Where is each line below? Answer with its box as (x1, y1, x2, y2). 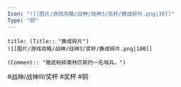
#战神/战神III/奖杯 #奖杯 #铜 (7, 72, 89, 81)
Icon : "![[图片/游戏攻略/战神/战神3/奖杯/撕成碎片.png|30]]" (7, 10, 175, 18)
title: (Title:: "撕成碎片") (7, 37, 89, 45)
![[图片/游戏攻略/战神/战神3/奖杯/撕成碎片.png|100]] (7, 45, 153, 52)
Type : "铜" (7, 17, 39, 24)
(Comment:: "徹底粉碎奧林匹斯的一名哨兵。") (7, 59, 126, 66)
